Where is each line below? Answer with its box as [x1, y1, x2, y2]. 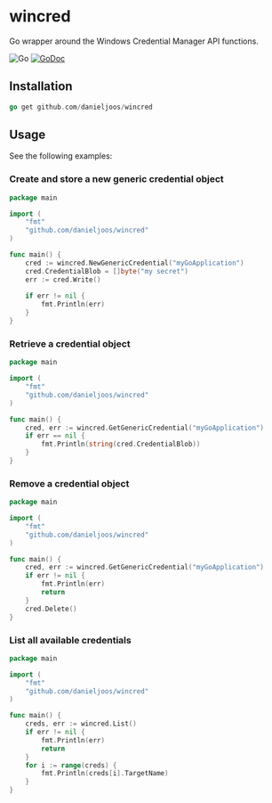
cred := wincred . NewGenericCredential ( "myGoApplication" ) [25, 258, 244, 267]
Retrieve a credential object [9, 337, 131, 349]
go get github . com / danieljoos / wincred [9, 102, 153, 111]
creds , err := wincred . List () [25, 719, 138, 728]
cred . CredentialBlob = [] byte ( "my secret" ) [25, 266, 189, 275]
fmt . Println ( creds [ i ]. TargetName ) [41, 769, 169, 778]
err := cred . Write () [25, 274, 101, 284]
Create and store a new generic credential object [9, 173, 224, 185]
